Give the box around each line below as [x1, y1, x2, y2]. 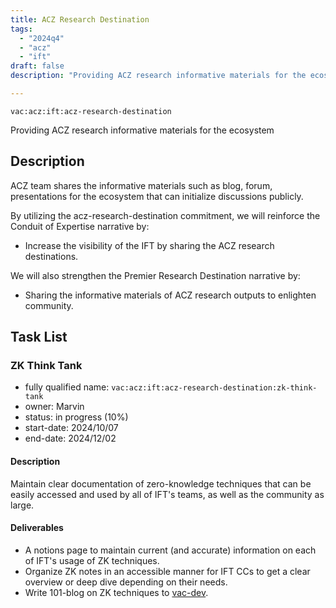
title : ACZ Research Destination [10, 14, 150, 25]
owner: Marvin [24, 401, 85, 413]
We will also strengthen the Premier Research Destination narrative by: [10, 269, 301, 281]
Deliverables [10, 522, 64, 534]
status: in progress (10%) [24, 411, 129, 423]
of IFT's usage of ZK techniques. [24, 554, 160, 566]
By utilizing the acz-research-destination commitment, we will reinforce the [10, 209, 321, 221]
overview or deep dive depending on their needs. [24, 576, 228, 588]
